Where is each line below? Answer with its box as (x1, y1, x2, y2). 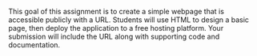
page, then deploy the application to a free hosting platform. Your (8, 24, 224, 32)
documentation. (8, 40, 61, 50)
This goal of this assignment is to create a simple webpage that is (8, 7, 224, 16)
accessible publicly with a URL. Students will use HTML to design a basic (8, 15, 250, 24)
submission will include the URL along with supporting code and (8, 32, 220, 41)
